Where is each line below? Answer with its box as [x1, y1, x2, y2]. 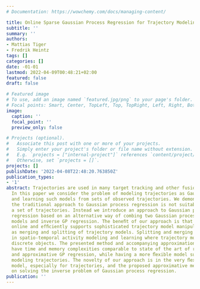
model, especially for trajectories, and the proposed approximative [11, 263, 187, 269]
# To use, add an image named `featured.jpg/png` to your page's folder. [6, 97, 193, 103]
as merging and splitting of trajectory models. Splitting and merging [11, 229, 193, 235]
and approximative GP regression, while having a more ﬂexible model [11, 251, 187, 257]
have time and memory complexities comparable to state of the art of [11, 246, 190, 252]
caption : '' [11, 113, 42, 119]
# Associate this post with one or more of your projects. [6, 141, 161, 147]
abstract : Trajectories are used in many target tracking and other [6, 185, 180, 191]
